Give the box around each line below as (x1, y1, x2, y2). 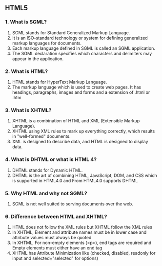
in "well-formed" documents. (12, 133, 71, 139)
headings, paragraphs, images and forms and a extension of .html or (12, 89, 150, 95)
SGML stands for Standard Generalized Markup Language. (12, 29, 130, 36)
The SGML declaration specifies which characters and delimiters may (12, 50, 152, 56)
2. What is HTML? (5, 68, 48, 75)
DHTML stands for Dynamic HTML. (12, 167, 83, 173)
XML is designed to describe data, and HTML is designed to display (12, 139, 148, 145)
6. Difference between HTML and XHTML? (5, 213, 107, 220)
